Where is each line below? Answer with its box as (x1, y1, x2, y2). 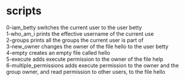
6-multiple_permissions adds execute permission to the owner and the (6, 61, 180, 69)
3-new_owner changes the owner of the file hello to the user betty (6, 43, 168, 50)
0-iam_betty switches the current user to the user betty (6, 24, 142, 31)
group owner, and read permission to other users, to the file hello (6, 68, 165, 75)
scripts (6, 4, 42, 18)
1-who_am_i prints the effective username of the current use (6, 30, 154, 37)
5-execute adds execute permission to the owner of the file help (6, 55, 164, 63)
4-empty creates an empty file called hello (6, 49, 111, 56)
